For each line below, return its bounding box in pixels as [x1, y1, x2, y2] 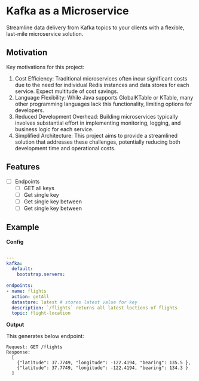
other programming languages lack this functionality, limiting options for [14, 100, 192, 107]
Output [6, 321, 25, 329]
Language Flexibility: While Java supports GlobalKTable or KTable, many [14, 94, 194, 101]
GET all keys [23, 184, 55, 191]
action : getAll [11, 293, 50, 299]
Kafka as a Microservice [6, 4, 129, 18]
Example [6, 222, 39, 233]
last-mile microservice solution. [6, 30, 84, 37]
